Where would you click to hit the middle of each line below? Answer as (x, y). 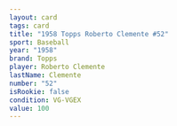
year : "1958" (33, 51)
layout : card (33, 17)
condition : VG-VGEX (45, 100)
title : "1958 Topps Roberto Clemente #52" (89, 34)
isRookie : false (39, 91)
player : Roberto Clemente (57, 67)
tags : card (29, 26)
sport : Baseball (39, 42)
